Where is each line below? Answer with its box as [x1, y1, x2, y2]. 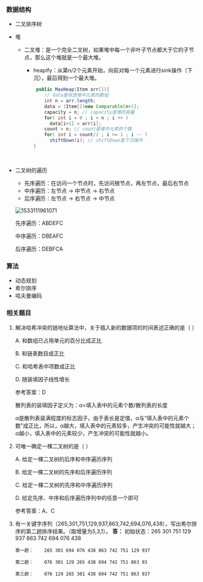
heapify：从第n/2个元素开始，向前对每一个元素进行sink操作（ [33, 67, 188, 74]
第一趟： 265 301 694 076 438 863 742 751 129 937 [15, 547, 150, 553]
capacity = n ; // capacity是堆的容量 [44, 109, 135, 115]
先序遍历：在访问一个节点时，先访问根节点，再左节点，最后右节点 [24, 179, 189, 187]
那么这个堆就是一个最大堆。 [35, 54, 104, 61]
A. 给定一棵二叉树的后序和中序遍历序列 [15, 455, 113, 463]
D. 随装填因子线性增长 [15, 375, 70, 383]
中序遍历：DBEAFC [15, 232, 64, 240]
